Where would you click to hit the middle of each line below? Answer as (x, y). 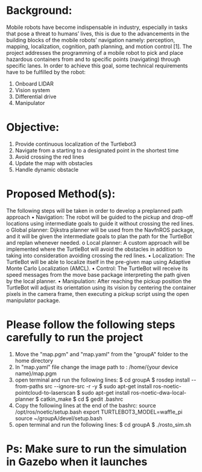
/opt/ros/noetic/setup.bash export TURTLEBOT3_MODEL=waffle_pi (99, 412)
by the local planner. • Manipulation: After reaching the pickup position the (99, 281)
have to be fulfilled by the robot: (46, 72)
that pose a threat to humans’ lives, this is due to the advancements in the (98, 33)
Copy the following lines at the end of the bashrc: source (86, 405)
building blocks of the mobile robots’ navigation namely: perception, (91, 40)
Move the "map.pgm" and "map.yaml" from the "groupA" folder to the (101, 354)
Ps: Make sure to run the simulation (96, 449)
